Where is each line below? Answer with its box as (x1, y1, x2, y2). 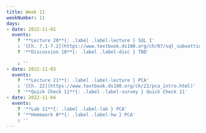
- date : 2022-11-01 (6, 26, 56, 32)
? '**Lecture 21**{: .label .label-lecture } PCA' (17, 77, 150, 83)
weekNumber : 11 (6, 15, 45, 21)
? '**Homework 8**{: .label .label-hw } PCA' (17, 112, 136, 118)
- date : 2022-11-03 (6, 66, 56, 72)
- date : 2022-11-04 (6, 94, 56, 101)
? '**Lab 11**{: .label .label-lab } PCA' (17, 105, 128, 112)
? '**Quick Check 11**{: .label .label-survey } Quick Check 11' (17, 89, 188, 95)
